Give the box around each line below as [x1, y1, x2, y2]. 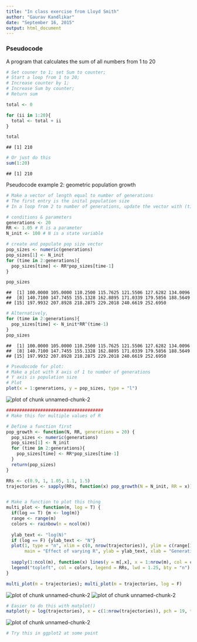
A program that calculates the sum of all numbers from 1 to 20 [6, 58, 156, 65]
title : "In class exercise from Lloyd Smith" [6, 8, 119, 15]
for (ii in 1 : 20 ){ [6, 112, 51, 118]
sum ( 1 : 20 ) [6, 160, 30, 167]
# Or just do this [6, 155, 51, 161]
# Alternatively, [6, 310, 49, 317]
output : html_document [6, 25, 62, 31]
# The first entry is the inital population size [6, 198, 130, 204]
